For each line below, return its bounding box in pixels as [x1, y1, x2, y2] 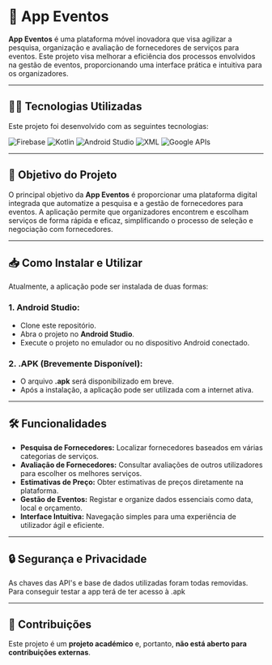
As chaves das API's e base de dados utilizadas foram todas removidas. [8, 577, 249, 587]
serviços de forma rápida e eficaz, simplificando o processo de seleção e [8, 215, 253, 225]
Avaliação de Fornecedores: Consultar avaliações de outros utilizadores [19, 460, 263, 470]
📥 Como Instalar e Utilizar [8, 255, 143, 270]
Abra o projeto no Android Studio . [19, 328, 135, 339]
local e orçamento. [19, 503, 83, 513]
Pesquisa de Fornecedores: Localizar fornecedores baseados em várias [19, 442, 263, 453]
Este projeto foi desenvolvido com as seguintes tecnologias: [8, 121, 209, 131]
